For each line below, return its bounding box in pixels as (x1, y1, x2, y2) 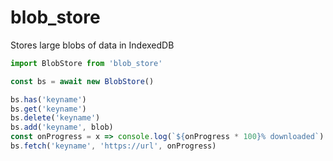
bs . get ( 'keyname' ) (10, 104, 87, 114)
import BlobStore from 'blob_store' (10, 58, 163, 68)
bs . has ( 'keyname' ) (10, 94, 87, 105)
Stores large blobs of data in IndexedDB (10, 39, 175, 51)
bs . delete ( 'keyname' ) (10, 113, 101, 123)
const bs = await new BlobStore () (10, 76, 155, 86)
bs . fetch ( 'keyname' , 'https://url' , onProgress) (10, 141, 217, 151)
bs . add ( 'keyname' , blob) (10, 122, 114, 133)
